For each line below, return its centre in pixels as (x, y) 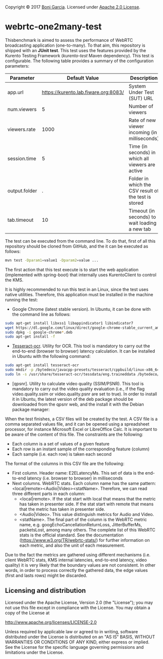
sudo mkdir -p (19, 370)
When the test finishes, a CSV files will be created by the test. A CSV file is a (81, 419)
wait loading (142, 223)
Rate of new (142, 120)
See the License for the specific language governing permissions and (74, 647)
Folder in (139, 178)
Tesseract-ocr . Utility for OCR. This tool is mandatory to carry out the (81, 346)
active (136, 171)
